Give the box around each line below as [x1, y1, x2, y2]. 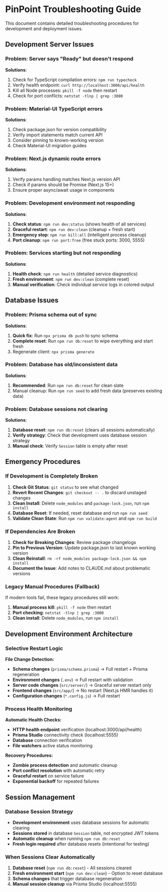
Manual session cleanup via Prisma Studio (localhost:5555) [12, 881, 137, 887]
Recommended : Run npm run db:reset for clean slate [12, 382, 124, 388]
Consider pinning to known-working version [12, 137, 104, 143]
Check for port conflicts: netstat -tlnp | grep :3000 [12, 92, 123, 99]
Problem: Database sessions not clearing [5, 405, 108, 412]
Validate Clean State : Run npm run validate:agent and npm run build [12, 515, 157, 521]
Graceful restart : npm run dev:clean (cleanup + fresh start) [12, 226, 136, 232]
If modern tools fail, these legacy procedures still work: [5, 594, 119, 601]
